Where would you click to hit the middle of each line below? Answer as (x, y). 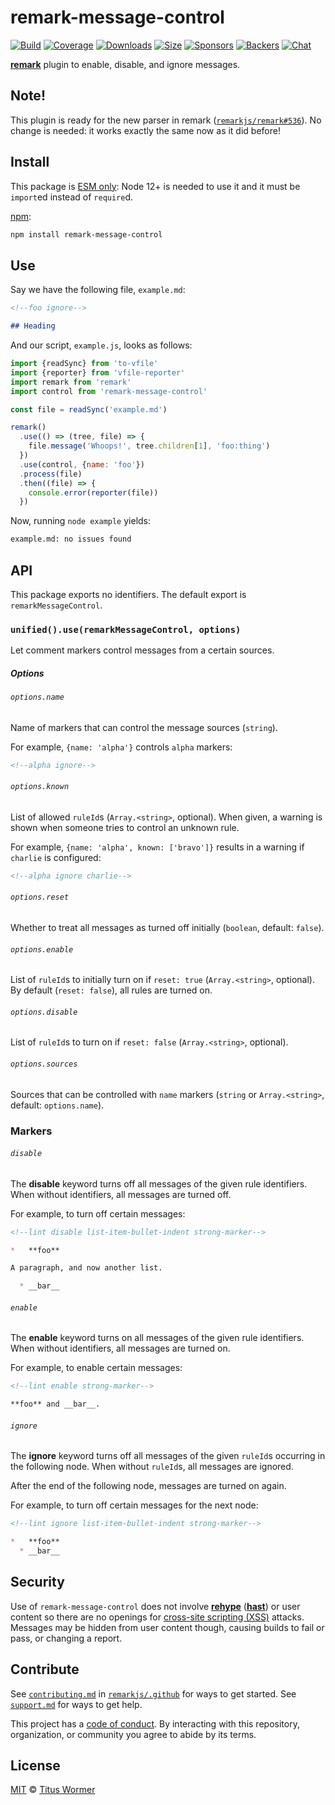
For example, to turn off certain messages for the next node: (134, 1505)
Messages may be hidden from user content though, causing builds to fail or (167, 1627)
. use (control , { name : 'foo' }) (82, 464)
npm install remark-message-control (86, 234)
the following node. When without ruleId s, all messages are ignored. (152, 1467)
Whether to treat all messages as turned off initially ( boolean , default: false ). (167, 927)
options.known (40, 787)
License (35, 1765)
